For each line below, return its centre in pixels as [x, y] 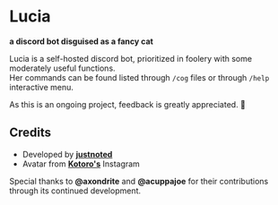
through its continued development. [75, 191]
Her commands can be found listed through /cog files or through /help [139, 77]
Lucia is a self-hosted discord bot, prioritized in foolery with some [131, 58]
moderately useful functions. [62, 68]
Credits [30, 133]
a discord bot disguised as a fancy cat [82, 41]
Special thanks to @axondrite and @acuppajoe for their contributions [139, 181]
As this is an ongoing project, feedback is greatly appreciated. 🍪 [128, 104]
